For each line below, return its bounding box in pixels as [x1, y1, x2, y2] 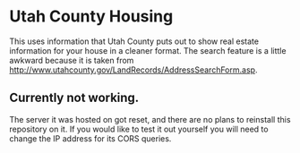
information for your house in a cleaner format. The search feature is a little [9, 45, 287, 55]
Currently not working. [9, 90, 140, 106]
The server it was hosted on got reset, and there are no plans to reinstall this [9, 114, 291, 124]
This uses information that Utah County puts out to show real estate [9, 36, 260, 47]
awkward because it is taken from [9, 55, 134, 65]
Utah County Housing [9, 6, 174, 27]
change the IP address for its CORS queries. [9, 132, 172, 144]
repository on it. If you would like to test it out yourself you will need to [9, 123, 269, 134]
